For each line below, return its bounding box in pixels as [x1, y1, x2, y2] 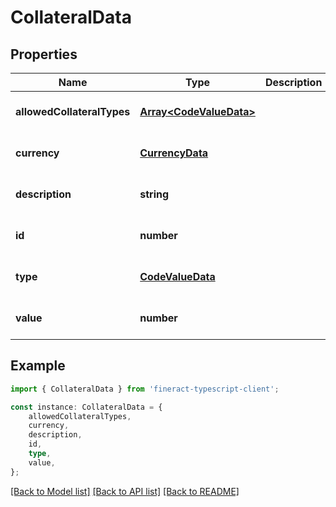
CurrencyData [139, 146, 209, 160]
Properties [10, 46, 78, 63]
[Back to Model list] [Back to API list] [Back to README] [10, 485, 240, 497]
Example [10, 357, 66, 375]
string [139, 187, 170, 201]
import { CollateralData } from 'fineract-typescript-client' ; [10, 384, 280, 394]
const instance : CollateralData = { [10, 402, 163, 412]
